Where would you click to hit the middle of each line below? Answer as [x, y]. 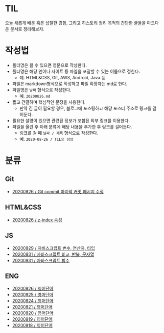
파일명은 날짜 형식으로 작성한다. [42, 90]
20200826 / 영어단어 [33, 289]
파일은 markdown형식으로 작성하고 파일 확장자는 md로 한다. [70, 84]
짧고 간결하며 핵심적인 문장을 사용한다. [49, 102]
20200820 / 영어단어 [33, 313]
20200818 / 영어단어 [32, 326]
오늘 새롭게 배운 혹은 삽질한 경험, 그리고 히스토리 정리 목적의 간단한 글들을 [75, 23]
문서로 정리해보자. [27, 29]
